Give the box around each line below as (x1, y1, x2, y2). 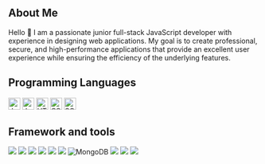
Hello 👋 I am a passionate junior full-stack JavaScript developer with (8, 27, 232, 37)
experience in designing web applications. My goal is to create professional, (8, 36, 258, 45)
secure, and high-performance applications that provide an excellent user (8, 44, 250, 54)
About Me (8, 6, 58, 20)
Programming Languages (8, 76, 137, 90)
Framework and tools (8, 125, 115, 139)
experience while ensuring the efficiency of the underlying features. (8, 53, 231, 62)
